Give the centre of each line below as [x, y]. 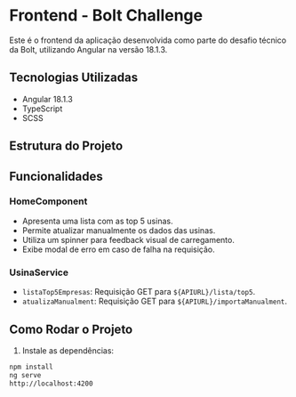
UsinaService [39, 272]
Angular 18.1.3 [47, 99]
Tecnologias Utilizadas [74, 78]
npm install [31, 367]
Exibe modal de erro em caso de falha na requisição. [118, 249]
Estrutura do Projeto [66, 146]
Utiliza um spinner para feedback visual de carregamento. [128, 239]
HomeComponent [48, 201]
